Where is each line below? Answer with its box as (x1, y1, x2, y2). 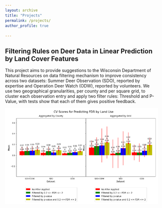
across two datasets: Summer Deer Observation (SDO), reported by (5, 78, 140, 84)
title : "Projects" (5, 13, 42, 18)
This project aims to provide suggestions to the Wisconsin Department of (5, 67, 151, 73)
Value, (5, 98, 18, 104)
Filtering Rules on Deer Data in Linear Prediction (5, 47, 153, 55)
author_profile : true (5, 23, 49, 28)
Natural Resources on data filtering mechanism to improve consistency (5, 72, 147, 78)
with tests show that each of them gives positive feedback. (18, 98, 136, 104)
